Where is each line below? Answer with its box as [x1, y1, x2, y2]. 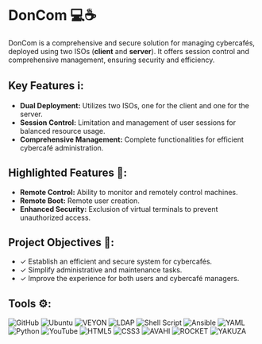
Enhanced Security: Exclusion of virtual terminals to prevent [19, 204, 218, 213]
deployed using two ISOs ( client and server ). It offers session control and [8, 46, 250, 56]
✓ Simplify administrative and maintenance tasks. [19, 265, 183, 275]
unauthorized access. [19, 213, 91, 222]
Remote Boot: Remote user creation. [19, 196, 141, 205]
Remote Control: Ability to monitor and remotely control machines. [19, 187, 238, 197]
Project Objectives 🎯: [8, 236, 115, 249]
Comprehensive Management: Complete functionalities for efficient [19, 135, 245, 144]
